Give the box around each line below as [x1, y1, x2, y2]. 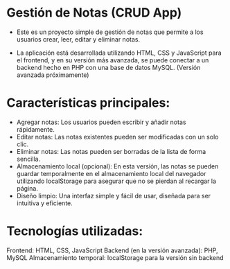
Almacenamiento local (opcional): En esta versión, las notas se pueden [16, 162, 219, 171]
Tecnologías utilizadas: [6, 223, 143, 239]
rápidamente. [16, 125, 55, 133]
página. [16, 184, 39, 192]
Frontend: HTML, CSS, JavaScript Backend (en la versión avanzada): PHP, [6, 246, 219, 254]
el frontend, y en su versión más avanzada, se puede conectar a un [16, 55, 209, 64]
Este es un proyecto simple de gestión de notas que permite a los [16, 28, 204, 36]
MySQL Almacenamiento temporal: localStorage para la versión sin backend [6, 253, 224, 261]
